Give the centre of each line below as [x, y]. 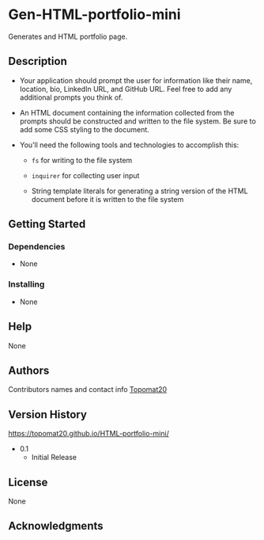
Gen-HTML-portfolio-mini [94, 15]
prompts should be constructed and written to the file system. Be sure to [138, 121]
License [28, 482]
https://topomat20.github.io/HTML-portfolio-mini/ [89, 434]
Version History [47, 415]
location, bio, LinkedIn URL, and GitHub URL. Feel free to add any [126, 89]
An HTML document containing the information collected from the [127, 112]
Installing [26, 284]
